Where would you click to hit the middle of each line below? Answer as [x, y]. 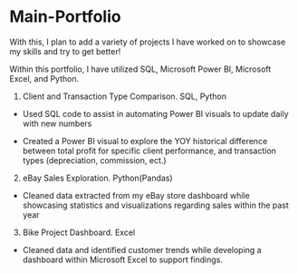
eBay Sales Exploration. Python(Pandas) [98, 178]
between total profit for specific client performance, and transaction [149, 151]
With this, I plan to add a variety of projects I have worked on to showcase [148, 42]
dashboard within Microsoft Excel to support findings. [123, 259]
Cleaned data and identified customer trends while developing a [142, 250]
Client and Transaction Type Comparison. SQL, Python [124, 96]
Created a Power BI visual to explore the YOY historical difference [145, 141]
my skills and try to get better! [65, 51]
